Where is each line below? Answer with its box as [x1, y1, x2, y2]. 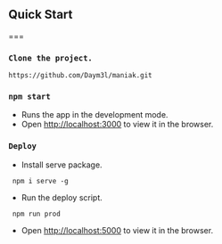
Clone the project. [8, 53, 93, 63]
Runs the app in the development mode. [21, 110, 169, 120]
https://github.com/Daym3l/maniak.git [8, 71, 152, 80]
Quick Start [8, 7, 73, 22]
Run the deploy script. [21, 191, 103, 203]
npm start [8, 92, 51, 102]
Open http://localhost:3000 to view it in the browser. [21, 119, 214, 130]
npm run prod [12, 209, 62, 218]
